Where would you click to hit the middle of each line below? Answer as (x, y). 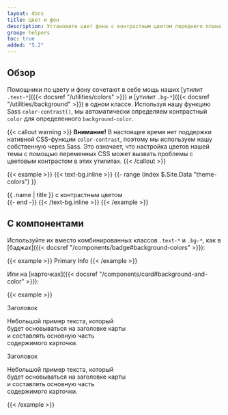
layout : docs (26, 13)
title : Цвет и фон (33, 20)
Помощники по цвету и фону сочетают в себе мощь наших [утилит (105, 89)
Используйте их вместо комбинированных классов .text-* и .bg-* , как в (114, 240)
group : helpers (29, 33)
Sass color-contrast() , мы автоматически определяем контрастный (107, 111)
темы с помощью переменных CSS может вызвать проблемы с (100, 153)
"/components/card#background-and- (153, 274)
